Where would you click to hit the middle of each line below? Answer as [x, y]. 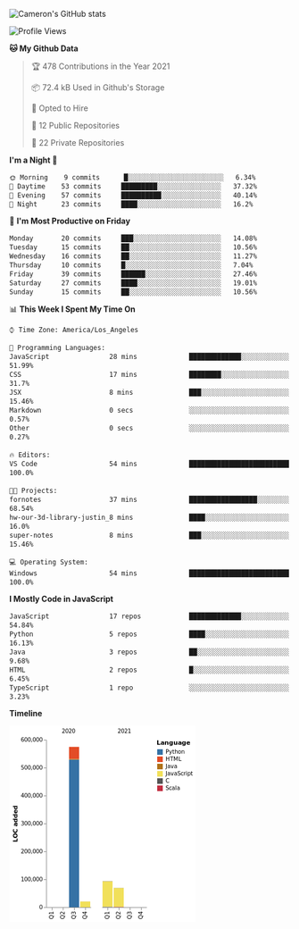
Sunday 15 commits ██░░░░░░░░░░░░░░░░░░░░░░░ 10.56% [133, 292]
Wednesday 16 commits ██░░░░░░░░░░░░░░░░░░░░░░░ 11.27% [133, 256]
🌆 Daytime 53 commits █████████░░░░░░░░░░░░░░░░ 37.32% [133, 187]
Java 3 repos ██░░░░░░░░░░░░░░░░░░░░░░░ [149, 652]
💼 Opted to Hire [60, 108]
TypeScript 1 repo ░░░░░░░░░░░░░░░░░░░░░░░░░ [149, 688]
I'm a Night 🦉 [33, 160]
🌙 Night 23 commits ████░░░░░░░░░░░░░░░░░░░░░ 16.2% [131, 205]
